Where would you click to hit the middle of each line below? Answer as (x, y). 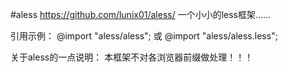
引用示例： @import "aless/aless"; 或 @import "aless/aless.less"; (144, 36)
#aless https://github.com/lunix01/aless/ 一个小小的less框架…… (141, 14)
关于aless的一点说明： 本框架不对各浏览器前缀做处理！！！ (132, 57)
